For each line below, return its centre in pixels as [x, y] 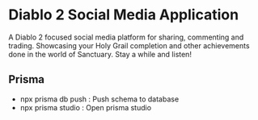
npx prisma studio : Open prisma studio [86, 107]
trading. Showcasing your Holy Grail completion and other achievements [129, 45]
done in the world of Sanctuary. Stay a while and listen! [100, 54]
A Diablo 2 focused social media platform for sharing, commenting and [126, 37]
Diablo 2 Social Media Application [124, 15]
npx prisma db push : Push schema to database [99, 99]
